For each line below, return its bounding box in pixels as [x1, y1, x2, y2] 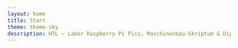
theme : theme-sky [7, 23, 59, 30]
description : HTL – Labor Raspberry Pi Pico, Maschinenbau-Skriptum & [7, 30, 220, 37]
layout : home [7, 10, 46, 18]
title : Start [7, 17, 46, 24]
